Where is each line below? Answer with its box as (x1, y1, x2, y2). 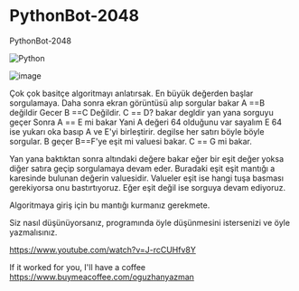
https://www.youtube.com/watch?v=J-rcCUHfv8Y (9, 244, 196, 255)
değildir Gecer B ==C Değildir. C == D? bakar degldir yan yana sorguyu (9, 107, 274, 117)
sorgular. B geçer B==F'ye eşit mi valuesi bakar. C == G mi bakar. (9, 136, 253, 146)
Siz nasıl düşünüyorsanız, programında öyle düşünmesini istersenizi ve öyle (9, 217, 291, 228)
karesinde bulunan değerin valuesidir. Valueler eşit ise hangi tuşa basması (9, 173, 285, 183)
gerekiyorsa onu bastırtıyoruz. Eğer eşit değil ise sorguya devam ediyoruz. (9, 182, 286, 192)
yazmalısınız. (9, 227, 58, 238)
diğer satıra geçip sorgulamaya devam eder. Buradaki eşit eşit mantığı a (9, 163, 276, 174)
